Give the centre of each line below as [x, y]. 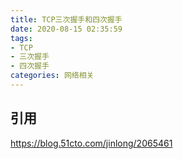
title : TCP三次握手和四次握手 [66, 19]
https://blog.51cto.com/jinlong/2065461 [91, 143]
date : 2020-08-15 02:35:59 [66, 29]
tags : [21, 38]
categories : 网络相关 [52, 76]
